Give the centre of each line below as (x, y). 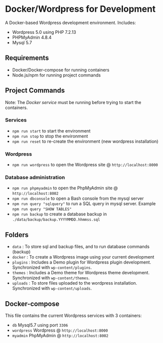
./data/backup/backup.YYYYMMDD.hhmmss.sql (56, 220)
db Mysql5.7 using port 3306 (40, 325)
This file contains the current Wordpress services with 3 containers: (73, 316)
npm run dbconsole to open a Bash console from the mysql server (78, 198)
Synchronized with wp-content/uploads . (52, 289)
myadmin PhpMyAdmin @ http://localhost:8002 (60, 336)
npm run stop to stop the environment (50, 136)
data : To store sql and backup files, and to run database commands (81, 247)
